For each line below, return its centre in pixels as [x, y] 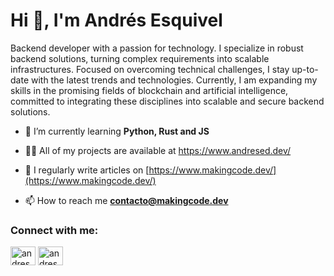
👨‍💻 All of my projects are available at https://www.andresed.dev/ [158, 150]
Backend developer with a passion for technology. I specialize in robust [157, 48]
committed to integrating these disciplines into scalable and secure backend [167, 101]
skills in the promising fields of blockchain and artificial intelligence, [149, 90]
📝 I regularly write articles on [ [87, 170]
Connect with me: [54, 230]
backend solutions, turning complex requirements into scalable [140, 58]
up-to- [305, 69]
